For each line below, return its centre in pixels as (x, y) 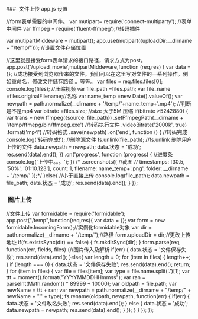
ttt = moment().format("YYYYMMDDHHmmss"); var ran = (76, 277)
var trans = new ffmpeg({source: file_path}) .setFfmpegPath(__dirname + (95, 118)
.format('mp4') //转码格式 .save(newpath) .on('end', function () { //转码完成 (97, 132)
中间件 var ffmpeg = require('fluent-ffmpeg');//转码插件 (73, 29)
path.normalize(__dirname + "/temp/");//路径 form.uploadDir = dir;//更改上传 (98, 235)
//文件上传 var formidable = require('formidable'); (66, 214)
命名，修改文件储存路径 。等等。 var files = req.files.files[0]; (90, 81)
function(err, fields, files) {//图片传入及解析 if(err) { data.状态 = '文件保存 (94, 250)
